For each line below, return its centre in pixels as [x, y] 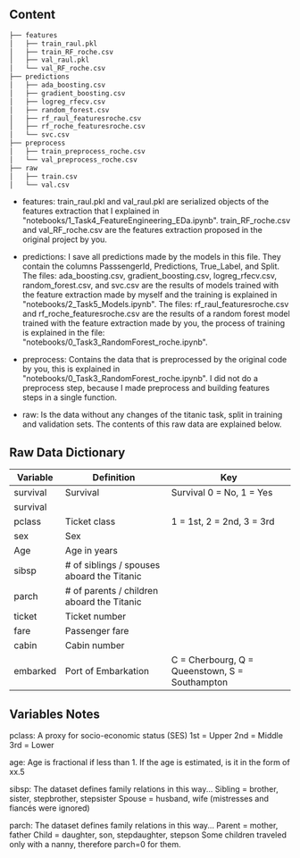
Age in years [92, 551]
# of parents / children [112, 591]
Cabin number [95, 646]
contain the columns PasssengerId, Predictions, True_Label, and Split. [150, 266]
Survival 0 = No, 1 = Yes [222, 493]
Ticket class [91, 521]
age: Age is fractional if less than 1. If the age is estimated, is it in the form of [150, 762]
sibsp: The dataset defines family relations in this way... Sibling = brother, [144, 789]
